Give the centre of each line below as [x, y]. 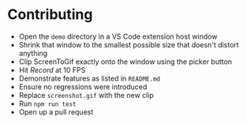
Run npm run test [47, 103]
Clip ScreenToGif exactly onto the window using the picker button [125, 62]
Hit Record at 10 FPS [52, 70]
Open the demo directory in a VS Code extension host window [118, 36]
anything [33, 53]
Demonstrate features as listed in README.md [90, 78]
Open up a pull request [56, 111]
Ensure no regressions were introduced [83, 86]
